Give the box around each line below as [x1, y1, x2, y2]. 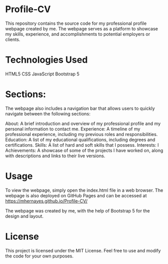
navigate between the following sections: [5, 110, 91, 117]
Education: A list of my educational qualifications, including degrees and [5, 137, 155, 143]
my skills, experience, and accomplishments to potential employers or [5, 31, 150, 37]
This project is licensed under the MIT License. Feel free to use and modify [5, 247, 161, 253]
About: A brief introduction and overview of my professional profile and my [5, 120, 161, 126]
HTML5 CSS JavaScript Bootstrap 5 [5, 71, 80, 77]
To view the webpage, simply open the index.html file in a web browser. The [5, 187, 163, 193]
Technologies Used [5, 54, 88, 66]
